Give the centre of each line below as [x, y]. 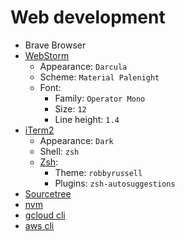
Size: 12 [70, 108]
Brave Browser [55, 45]
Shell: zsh [59, 151]
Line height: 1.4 [87, 119]
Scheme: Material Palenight [99, 77]
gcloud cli [45, 215]
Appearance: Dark [76, 140]
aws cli [39, 225]
